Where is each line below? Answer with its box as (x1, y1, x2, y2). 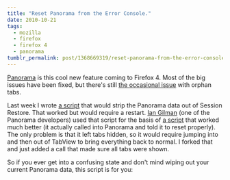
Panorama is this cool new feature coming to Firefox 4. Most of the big (7, 73, 205, 81)
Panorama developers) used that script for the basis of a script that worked (7, 116, 219, 124)
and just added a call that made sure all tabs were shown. (7, 144, 170, 153)
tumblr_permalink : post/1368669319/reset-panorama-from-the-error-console (7, 55, 225, 62)
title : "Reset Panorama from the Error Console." (7, 10, 152, 17)
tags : (7, 23, 23, 29)
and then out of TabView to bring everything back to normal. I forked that (7, 138, 214, 146)
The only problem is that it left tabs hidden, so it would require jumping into (7, 130, 219, 138)
